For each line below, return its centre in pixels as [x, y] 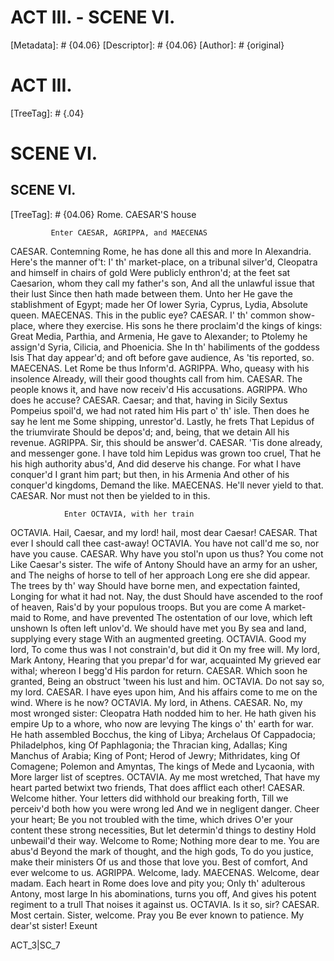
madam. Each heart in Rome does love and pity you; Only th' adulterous [158, 883]
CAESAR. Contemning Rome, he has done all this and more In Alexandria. [161, 251]
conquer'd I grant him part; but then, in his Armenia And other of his [150, 474]
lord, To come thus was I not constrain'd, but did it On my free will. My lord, [165, 649]
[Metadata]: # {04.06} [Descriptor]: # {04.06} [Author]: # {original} [147, 45]
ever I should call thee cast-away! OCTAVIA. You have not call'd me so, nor [165, 543]
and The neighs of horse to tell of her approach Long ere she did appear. [160, 575]
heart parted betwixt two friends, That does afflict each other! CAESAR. [157, 787]
